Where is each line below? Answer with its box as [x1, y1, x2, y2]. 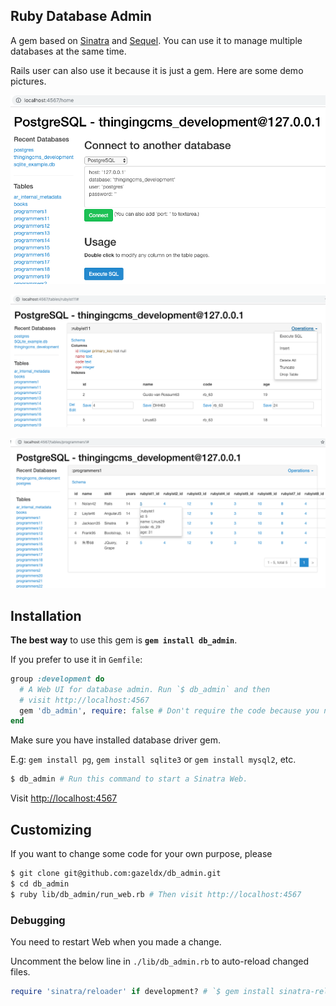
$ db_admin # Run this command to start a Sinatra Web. [10, 774, 248, 784]
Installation [10, 607, 82, 624]
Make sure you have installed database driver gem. [10, 734, 222, 746]
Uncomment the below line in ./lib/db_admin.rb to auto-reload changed [10, 955, 309, 967]
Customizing [10, 821, 92, 838]
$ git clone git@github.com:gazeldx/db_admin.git [10, 869, 222, 879]
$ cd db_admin [10, 879, 70, 889]
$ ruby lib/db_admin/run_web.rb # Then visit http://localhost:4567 [10, 889, 302, 899]
